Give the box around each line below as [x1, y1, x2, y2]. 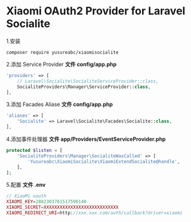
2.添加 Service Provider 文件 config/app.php [6, 60, 117, 68]
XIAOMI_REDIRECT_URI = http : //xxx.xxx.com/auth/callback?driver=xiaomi [6, 210, 183, 216]
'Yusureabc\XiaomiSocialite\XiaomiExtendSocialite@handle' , [27, 159, 180, 165]
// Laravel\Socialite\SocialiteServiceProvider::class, [17, 78, 159, 84]
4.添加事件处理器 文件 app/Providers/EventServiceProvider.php [6, 136, 166, 143]
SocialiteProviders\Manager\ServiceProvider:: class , [17, 84, 151, 90]
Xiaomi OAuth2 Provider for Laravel [6, 4, 186, 18]
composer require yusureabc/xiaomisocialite [6, 49, 119, 55]
